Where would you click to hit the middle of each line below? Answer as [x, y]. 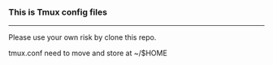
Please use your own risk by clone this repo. [82, 37]
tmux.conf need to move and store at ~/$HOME [88, 53]
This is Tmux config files [58, 12]
